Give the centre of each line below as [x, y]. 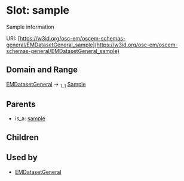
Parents [21, 104]
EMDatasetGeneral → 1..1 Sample [46, 85]
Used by [22, 157]
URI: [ [13, 38]
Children [22, 137]
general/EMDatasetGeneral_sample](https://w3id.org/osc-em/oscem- [92, 45]
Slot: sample [38, 10]
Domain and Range [42, 70]
